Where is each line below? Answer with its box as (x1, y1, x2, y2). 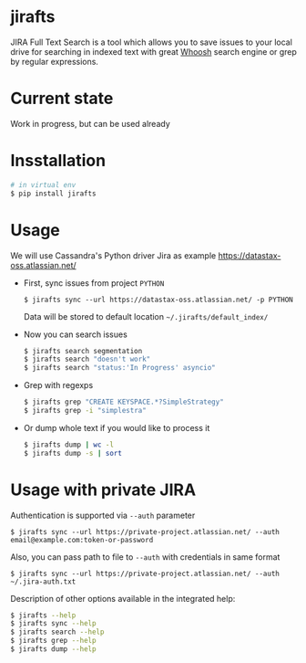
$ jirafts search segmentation (23, 346, 143, 355)
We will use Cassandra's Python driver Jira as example (10, 249, 217, 261)
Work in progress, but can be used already (10, 118, 171, 129)
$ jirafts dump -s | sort (23, 448, 122, 458)
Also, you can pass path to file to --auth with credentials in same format (10, 551, 280, 563)
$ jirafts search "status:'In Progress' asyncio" (23, 363, 217, 373)
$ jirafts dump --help (10, 645, 97, 654)
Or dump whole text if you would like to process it (23, 422, 210, 433)
